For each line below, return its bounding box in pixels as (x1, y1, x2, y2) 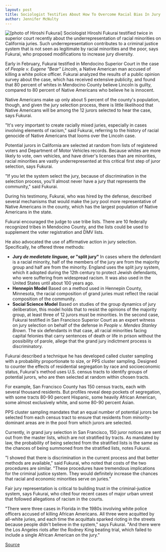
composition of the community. (12, 296, 76, 302)
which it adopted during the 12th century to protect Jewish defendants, (12, 270, 158, 276)
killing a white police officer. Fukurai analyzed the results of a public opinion (5, 71, 160, 77)
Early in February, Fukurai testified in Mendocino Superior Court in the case (5, 61, 159, 67)
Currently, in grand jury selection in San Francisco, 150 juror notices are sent (5, 429, 162, 435)
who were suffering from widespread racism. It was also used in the (12, 275, 151, 281)
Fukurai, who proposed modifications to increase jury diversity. (5, 51, 134, 57)
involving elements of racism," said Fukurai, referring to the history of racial (5, 128, 159, 134)
